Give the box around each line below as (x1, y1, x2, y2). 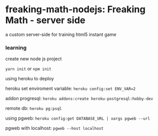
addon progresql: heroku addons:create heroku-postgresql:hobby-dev (5, 96, 153, 102)
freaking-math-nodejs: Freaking (5, 4, 146, 15)
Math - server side (5, 14, 86, 26)
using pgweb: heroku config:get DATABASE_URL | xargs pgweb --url (5, 115, 150, 121)
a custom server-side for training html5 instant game (5, 31, 116, 37)
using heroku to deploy (5, 76, 54, 82)
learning (5, 44, 27, 51)
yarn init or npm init (5, 65, 52, 72)
